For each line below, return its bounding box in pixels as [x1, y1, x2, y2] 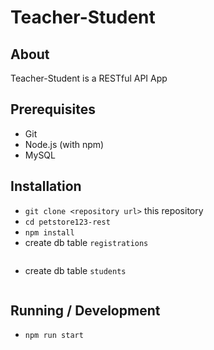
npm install [24, 227, 75, 238]
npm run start [24, 331, 84, 341]
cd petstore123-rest [24, 217, 111, 227]
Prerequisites [10, 101, 96, 118]
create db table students [24, 264, 127, 276]
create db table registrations [24, 236, 149, 248]
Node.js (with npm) [24, 138, 105, 150]
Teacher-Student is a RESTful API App [10, 72, 168, 84]
